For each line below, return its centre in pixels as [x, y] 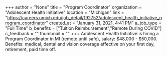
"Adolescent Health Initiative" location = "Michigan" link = [65, 12]
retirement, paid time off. [31, 49]
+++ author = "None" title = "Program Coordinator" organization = [73, 7]
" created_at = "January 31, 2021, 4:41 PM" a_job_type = [104, 23]
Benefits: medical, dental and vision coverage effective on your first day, [80, 44]
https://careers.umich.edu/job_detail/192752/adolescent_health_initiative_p [85, 18]
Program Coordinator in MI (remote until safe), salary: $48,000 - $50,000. [81, 39]
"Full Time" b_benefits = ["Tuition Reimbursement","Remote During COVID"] [83, 28]
